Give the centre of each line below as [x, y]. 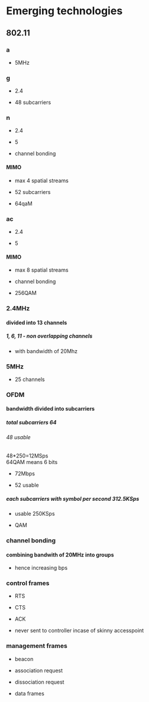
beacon [24, 659]
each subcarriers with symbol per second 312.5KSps [73, 498]
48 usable [18, 437]
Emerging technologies [64, 11]
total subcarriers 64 [32, 423]
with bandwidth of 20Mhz [46, 351]
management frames [37, 646]
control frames [28, 583]
